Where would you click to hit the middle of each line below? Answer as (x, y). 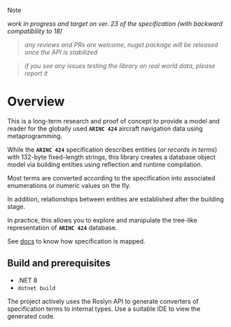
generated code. (31, 316)
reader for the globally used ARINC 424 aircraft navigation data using (105, 128)
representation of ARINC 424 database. (62, 227)
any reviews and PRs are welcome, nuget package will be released (121, 45)
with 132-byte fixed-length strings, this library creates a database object (111, 156)
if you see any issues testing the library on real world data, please (120, 66)
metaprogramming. (35, 135)
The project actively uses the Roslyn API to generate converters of (103, 301)
